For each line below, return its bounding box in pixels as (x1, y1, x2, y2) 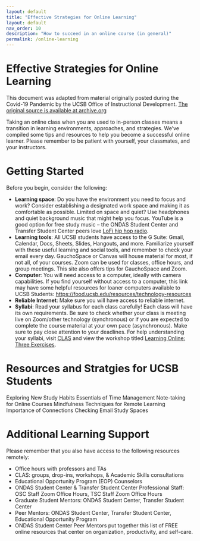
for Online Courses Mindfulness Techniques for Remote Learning (6, 400, 165, 407)
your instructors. (6, 143, 47, 150)
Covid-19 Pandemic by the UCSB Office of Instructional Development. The (6, 100, 188, 108)
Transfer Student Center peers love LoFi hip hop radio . (14, 227, 149, 234)
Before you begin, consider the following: (6, 184, 107, 191)
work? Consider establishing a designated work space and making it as (14, 202, 190, 209)
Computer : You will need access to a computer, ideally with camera (14, 271, 182, 278)
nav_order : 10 (6, 25, 42, 32)
